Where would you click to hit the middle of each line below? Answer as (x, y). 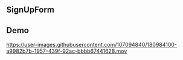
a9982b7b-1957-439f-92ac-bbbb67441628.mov (67, 51)
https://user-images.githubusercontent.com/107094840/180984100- (91, 45)
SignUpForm (30, 10)
